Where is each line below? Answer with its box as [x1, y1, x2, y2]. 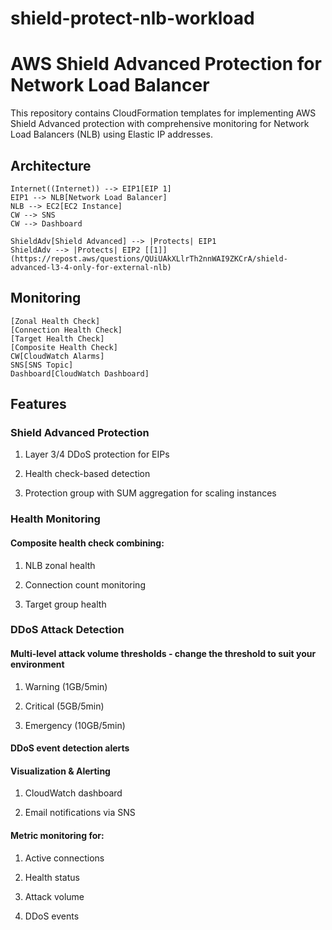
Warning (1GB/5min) [24, 680, 108, 692]
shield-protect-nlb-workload [10, 7, 255, 30]
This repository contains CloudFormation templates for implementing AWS [10, 107, 317, 119]
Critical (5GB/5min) [24, 700, 105, 712]
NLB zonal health [24, 559, 96, 571]
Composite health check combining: [10, 537, 165, 549]
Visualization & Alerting [10, 765, 111, 777]
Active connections [24, 852, 105, 864]
